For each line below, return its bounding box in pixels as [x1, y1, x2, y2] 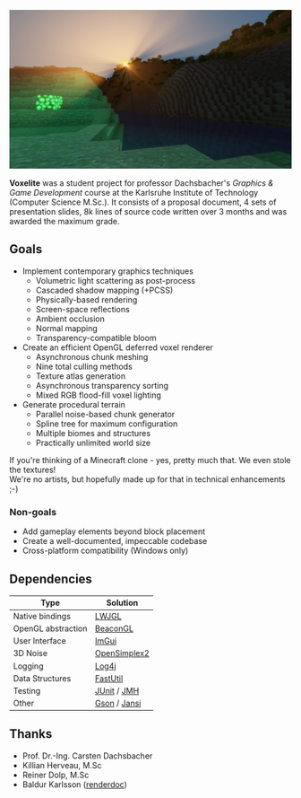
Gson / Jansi [95, 697, 142, 709]
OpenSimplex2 [95, 648, 150, 659]
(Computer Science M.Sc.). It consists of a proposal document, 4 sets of [9, 197, 277, 207]
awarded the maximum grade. [9, 216, 120, 226]
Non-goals [9, 505, 56, 518]
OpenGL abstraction [13, 623, 88, 634]
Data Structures [13, 672, 72, 683]
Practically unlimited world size [35, 437, 150, 448]
